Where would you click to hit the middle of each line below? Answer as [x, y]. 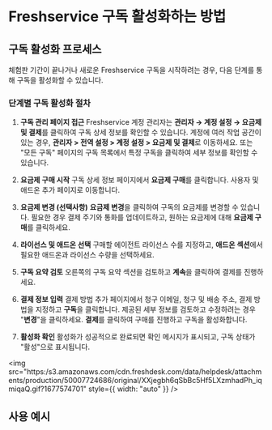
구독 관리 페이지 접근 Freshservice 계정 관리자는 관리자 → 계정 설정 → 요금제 [140, 122]
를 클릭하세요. [49, 228]
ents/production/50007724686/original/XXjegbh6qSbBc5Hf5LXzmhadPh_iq [136, 381]
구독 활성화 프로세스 [55, 49]
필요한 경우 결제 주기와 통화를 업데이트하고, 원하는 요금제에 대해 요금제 [142, 217]
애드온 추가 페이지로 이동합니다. [70, 190]
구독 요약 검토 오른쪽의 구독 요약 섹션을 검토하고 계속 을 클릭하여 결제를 [131, 272]
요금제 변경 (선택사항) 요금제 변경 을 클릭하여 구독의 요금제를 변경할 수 [129, 207]
